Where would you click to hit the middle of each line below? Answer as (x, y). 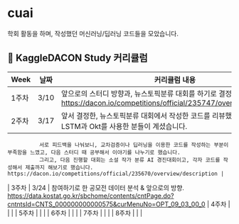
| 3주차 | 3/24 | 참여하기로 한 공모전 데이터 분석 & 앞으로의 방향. (96, 187)
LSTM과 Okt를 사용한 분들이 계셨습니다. (124, 126)
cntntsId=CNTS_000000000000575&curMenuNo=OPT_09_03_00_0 (106, 204)
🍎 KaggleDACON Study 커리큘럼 (78, 58)
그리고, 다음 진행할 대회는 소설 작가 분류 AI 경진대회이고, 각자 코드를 (129, 160)
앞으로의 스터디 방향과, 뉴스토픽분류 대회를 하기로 (139, 94)
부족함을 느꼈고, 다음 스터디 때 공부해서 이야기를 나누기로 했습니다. (94, 152)
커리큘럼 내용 (175, 79)
